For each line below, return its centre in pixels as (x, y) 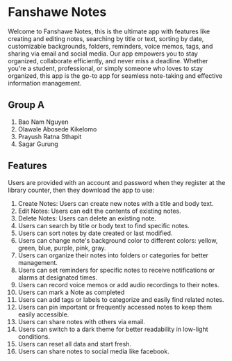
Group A (26, 105)
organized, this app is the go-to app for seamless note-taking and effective (115, 75)
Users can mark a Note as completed (71, 292)
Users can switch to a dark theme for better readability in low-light (113, 329)
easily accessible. (43, 314)
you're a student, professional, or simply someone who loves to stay (106, 68)
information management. (45, 83)
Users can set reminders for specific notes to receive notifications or (116, 270)
